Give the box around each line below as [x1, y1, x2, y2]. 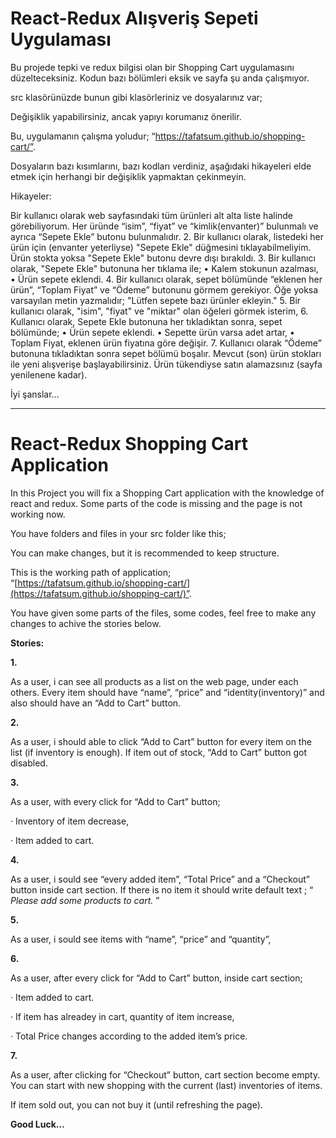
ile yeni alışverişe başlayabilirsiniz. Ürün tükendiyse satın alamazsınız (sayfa [10, 358, 323, 370]
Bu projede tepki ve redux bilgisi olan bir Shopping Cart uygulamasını [10, 61, 295, 73]
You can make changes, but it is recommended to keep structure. [10, 547, 280, 559]
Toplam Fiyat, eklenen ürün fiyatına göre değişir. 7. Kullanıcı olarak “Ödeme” [10, 337, 322, 349]
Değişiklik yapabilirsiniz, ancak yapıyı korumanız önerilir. [10, 110, 242, 122]
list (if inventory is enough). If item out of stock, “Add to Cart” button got [10, 746, 307, 758]
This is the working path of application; [10, 566, 172, 578]
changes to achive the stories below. [10, 617, 162, 629]
